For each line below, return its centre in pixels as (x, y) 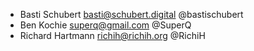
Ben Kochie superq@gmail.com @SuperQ (105, 25)
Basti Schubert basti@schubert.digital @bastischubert (131, 14)
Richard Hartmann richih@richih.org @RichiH (112, 35)
